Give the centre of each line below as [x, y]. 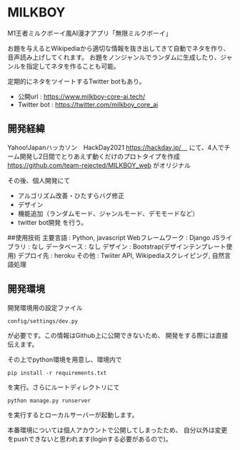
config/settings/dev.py [43, 321]
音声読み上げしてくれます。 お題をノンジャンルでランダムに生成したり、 [114, 57]
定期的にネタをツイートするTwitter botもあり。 [76, 81]
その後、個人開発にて [39, 180]
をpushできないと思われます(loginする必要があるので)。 [90, 439]
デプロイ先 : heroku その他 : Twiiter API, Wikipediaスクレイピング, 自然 [121, 255]
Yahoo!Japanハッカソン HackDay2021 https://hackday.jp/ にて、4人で [116, 147]
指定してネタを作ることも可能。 [73, 66]
